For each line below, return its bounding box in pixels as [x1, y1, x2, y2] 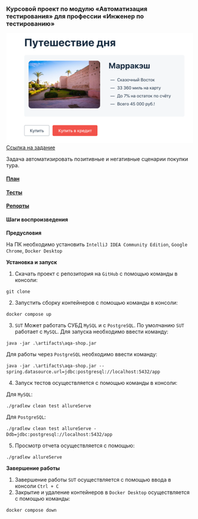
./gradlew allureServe [6, 454, 62, 460]
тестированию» [6, 20, 55, 28]
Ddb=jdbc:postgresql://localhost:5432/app [6, 431, 113, 438]
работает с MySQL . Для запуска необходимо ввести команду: [14, 328, 169, 335]
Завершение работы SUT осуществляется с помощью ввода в [14, 476, 171, 483]
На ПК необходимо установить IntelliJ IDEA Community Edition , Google [6, 240, 188, 248]
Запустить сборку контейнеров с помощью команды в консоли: [14, 299, 178, 306]
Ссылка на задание [6, 144, 55, 151]
